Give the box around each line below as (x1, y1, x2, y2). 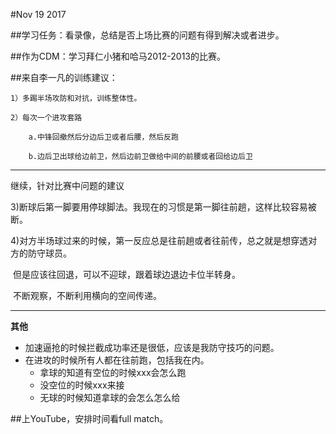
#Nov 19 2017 (10, 9, 67, 20)
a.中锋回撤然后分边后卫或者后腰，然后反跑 (28, 132, 179, 142)
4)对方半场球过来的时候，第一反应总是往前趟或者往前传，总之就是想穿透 (10, 235, 309, 246)
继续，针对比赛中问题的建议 (10, 180, 125, 191)
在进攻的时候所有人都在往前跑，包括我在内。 (24, 354, 210, 366)
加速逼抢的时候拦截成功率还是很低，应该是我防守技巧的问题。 (24, 342, 280, 353)
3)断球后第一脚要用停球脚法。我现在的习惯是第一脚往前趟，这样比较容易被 (10, 201, 317, 213)
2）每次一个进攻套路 (10, 113, 83, 123)
